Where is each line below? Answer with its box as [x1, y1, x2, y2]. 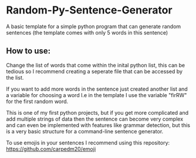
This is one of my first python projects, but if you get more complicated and [6, 109, 189, 116]
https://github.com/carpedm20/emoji [6, 145, 96, 152]
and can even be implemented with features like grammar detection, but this [6, 121, 191, 129]
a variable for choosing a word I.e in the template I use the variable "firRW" [6, 91, 187, 98]
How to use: [6, 46, 51, 56]
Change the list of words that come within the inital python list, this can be [6, 61, 185, 68]
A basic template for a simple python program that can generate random [6, 23, 181, 30]
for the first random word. [6, 98, 69, 105]
